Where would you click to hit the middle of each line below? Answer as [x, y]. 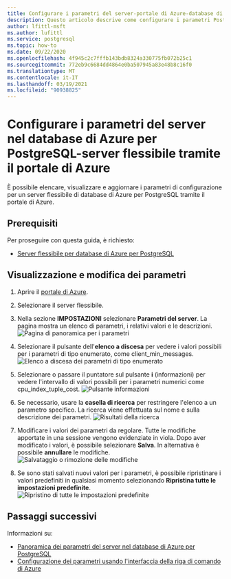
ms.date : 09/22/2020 [37, 52]
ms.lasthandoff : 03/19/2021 [47, 84]
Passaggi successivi [52, 517]
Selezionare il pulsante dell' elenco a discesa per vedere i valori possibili [119, 346]
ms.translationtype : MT [41, 71]
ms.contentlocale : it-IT [43, 77]
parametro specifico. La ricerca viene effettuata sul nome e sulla [108, 410]
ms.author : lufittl [35, 33]
